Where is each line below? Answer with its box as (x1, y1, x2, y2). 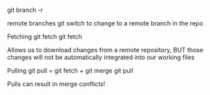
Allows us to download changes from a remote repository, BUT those (7, 46, 204, 54)
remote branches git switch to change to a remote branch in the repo (7, 19, 204, 27)
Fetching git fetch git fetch (7, 32, 83, 41)
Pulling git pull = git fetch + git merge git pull (7, 67, 133, 74)
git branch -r (7, 6, 44, 14)
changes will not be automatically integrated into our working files (7, 53, 195, 61)
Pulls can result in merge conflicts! (7, 80, 106, 88)
